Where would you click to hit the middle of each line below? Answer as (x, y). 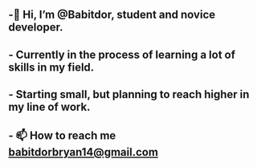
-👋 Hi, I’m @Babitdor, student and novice (112, 15)
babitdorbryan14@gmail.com (84, 152)
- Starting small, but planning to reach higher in (129, 94)
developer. (36, 28)
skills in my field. (51, 67)
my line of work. (49, 107)
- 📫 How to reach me (62, 135)
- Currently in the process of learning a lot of (122, 54)
